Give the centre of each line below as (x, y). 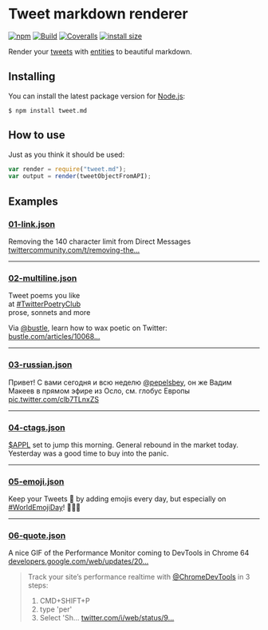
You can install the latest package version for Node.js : (97, 96)
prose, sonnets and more (49, 313)
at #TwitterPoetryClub (45, 304)
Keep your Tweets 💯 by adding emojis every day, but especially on (117, 499)
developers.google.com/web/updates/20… (79, 561)
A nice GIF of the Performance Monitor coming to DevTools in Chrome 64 (129, 553)
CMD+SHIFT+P (65, 601)
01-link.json (32, 224)
